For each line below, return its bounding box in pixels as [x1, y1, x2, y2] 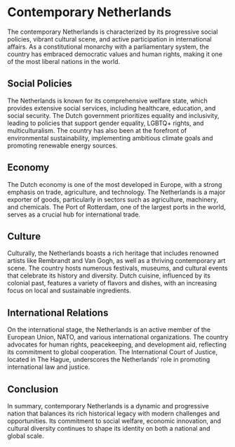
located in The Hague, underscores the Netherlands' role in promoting [7, 356, 210, 364]
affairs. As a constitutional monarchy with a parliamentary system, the [7, 42, 209, 51]
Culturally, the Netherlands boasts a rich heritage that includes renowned [7, 249, 219, 257]
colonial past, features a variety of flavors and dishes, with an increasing [7, 279, 217, 287]
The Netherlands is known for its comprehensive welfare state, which [7, 96, 208, 105]
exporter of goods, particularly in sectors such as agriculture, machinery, [7, 195, 219, 204]
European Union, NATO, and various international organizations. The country [7, 333, 229, 342]
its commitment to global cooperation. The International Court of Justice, [7, 348, 218, 356]
